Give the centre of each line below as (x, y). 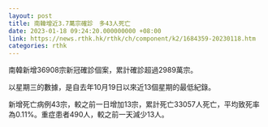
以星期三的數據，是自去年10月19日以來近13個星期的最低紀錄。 (112, 87)
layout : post (30, 16)
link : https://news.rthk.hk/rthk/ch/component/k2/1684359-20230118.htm (132, 38)
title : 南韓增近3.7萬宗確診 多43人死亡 (70, 23)
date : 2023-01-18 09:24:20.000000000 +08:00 (85, 31)
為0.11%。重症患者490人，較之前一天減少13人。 (89, 115)
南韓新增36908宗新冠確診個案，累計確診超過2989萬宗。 (103, 70)
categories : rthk (38, 46)
